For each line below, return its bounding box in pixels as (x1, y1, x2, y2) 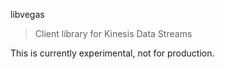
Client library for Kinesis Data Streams (34, 28, 193, 39)
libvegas (10, 9, 45, 20)
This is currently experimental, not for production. (10, 47, 215, 59)
